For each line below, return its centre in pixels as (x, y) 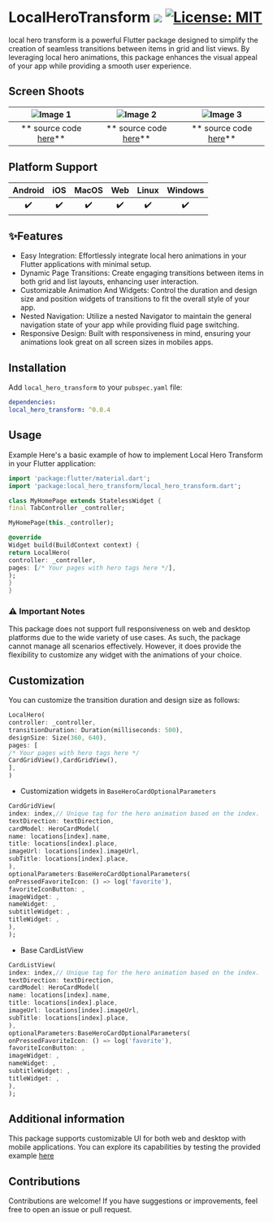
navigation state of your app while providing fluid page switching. (130, 325)
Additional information (67, 1119)
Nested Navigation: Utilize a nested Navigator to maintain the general (136, 316)
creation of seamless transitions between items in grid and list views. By (129, 48)
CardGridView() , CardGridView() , (63, 761)
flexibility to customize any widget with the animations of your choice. (125, 655)
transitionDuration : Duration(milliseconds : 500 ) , (96, 730)
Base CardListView (52, 950)
